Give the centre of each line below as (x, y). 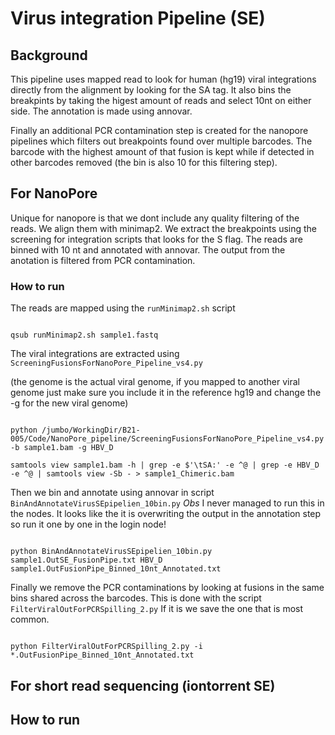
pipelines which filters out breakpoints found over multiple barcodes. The (161, 141)
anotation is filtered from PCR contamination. (103, 260)
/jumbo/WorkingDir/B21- (91, 430)
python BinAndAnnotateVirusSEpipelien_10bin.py (111, 552)
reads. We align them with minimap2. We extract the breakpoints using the (163, 228)
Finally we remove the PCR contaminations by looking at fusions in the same (167, 588)
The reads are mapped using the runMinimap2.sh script (123, 308)
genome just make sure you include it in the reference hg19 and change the (166, 393)
